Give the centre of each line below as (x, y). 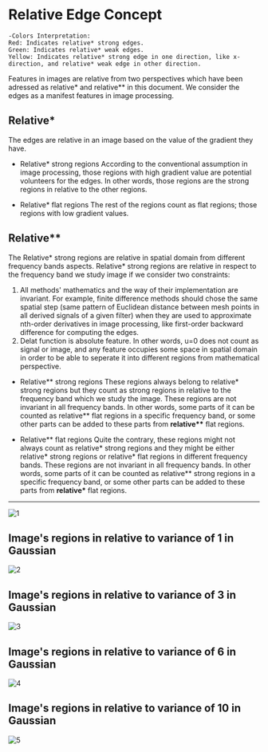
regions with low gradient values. (74, 213)
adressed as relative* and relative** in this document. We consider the (124, 87)
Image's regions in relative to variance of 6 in (122, 652)
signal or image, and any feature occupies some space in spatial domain (138, 349)
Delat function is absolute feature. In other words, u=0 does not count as (139, 341)
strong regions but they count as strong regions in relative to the (125, 390)
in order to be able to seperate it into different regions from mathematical (140, 357)
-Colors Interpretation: (49, 36)
